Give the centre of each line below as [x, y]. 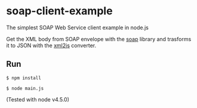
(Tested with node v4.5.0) [38, 99]
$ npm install [24, 78]
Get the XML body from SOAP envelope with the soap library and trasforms [99, 39]
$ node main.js [25, 88]
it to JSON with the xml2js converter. [51, 45]
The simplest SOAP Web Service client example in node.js [78, 27]
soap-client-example [59, 11]
